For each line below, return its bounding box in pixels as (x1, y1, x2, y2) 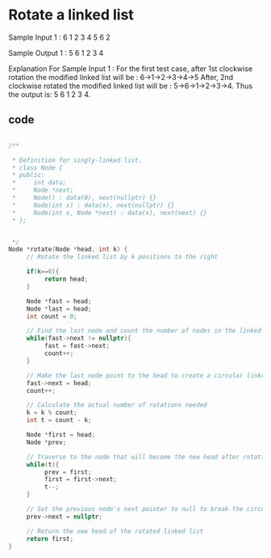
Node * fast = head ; (26, 297, 92, 305)
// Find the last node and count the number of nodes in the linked (26, 327, 262, 335)
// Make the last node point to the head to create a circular (26, 371, 244, 379)
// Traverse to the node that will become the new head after (26, 453, 240, 461)
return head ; (44, 275, 89, 283)
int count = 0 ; (26, 312, 78, 320)
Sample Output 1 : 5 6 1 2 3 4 (8, 48, 104, 57)
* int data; (11, 179, 67, 187)
